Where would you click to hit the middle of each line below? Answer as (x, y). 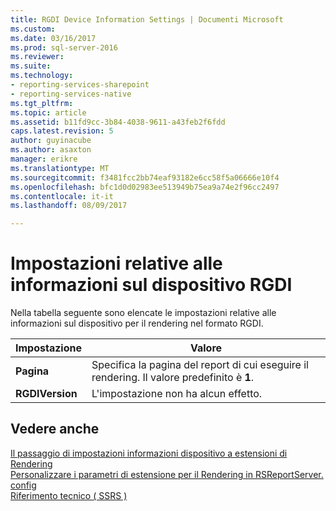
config (23, 485)
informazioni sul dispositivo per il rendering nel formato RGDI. (137, 323)
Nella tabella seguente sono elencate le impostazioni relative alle (143, 313)
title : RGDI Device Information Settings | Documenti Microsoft (147, 19)
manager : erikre (44, 159)
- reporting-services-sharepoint (80, 85)
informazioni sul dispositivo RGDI (151, 285)
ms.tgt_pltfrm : (42, 103)
